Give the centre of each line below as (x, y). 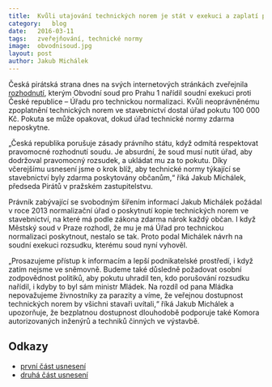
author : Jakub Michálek (49, 62)
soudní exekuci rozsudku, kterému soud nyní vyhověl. (98, 245)
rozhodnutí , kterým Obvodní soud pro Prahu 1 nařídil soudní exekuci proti (130, 92)
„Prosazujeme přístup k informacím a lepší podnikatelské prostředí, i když (131, 260)
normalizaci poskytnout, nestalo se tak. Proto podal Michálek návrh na (125, 236)
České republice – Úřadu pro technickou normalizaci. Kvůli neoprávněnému (134, 101)
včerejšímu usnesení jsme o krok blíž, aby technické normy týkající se (125, 169)
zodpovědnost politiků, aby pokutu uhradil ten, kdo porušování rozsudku (129, 277)
